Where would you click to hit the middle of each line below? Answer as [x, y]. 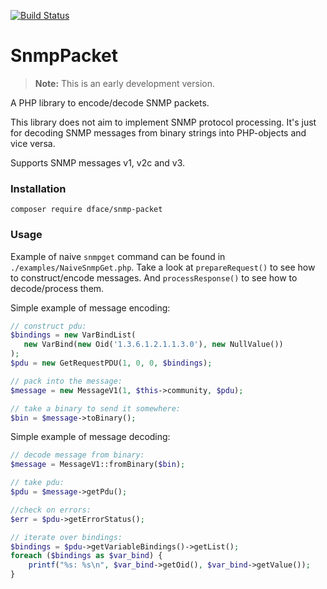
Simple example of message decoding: [90, 437]
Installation [38, 188]
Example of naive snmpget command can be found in [118, 256]
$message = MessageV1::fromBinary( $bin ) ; [98, 465]
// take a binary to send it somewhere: [96, 408]
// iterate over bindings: [66, 537]
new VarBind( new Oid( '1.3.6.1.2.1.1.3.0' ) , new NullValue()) [153, 345]
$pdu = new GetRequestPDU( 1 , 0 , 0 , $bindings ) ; [111, 363]
